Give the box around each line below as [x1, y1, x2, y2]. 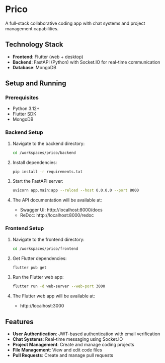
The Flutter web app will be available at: [12, 293, 96, 299]
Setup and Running [5, 79, 66, 88]
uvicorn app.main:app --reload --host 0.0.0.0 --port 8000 [12, 188, 139, 193]
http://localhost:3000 [20, 303, 64, 309]
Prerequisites [5, 94, 39, 101]
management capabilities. [5, 25, 59, 31]
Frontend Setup [5, 225, 44, 232]
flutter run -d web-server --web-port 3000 [12, 284, 106, 289]
